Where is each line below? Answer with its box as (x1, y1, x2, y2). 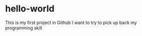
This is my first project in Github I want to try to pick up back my (5, 19, 137, 25)
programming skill (5, 24, 42, 30)
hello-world (5, 3, 55, 14)
